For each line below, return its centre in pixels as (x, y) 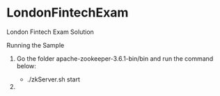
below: (26, 66)
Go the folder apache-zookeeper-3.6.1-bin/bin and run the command (115, 58)
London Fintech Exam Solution (50, 32)
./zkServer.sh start (54, 79)
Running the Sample (36, 45)
